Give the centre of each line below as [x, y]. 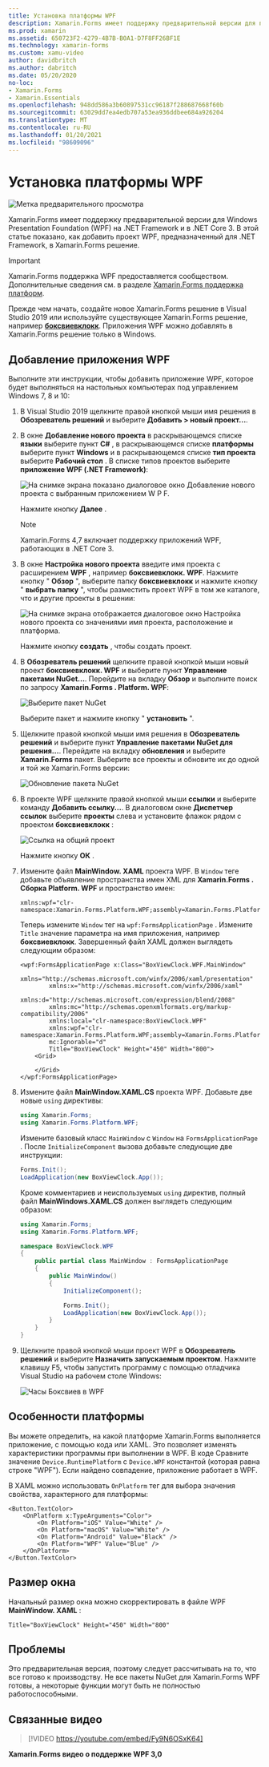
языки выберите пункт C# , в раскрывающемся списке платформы [137, 444]
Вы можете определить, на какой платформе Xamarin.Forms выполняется [135, 1436]
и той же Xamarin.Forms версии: [75, 768]
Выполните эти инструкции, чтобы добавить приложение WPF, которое [131, 379]
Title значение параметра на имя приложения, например [120, 934]
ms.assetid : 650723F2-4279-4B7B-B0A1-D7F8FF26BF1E [94, 38]
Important [24, 260]
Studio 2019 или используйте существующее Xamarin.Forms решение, [128, 317]
